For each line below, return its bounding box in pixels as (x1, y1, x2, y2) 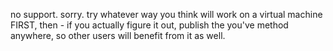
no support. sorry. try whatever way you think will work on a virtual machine (10, 9, 323, 20)
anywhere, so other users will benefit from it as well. (10, 30, 226, 41)
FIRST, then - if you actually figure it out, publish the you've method (10, 19, 289, 31)
